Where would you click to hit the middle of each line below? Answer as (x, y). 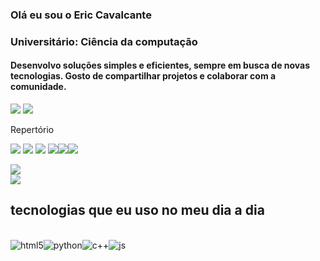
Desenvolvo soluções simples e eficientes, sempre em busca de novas (160, 65)
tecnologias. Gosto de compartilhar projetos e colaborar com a (143, 76)
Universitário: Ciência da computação (104, 41)
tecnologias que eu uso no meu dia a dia (137, 210)
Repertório (32, 130)
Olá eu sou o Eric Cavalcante (81, 15)
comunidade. (38, 87)
